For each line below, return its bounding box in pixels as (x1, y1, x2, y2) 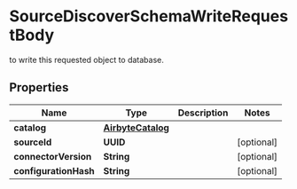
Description (177, 106, 229, 119)
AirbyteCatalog (103, 122, 170, 134)
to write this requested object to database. (9, 54, 164, 65)
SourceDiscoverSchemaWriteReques (9, 6, 289, 27)
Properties (9, 80, 69, 95)
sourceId (13, 136, 52, 148)
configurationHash (13, 164, 95, 177)
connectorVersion (13, 150, 92, 162)
